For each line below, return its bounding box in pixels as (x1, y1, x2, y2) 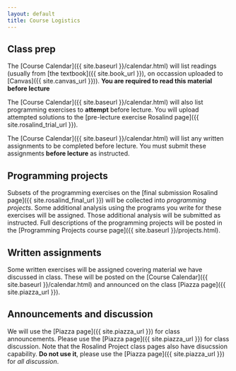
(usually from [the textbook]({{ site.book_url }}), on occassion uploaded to (7, 69, 223, 78)
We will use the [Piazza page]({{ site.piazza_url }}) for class (7, 326, 180, 336)
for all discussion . (7, 357, 59, 365)
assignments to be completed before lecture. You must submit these (7, 142, 206, 151)
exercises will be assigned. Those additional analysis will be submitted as (7, 211, 221, 220)
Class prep (7, 43, 56, 55)
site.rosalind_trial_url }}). (7, 121, 78, 129)
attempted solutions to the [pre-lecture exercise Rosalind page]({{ (7, 113, 199, 122)
